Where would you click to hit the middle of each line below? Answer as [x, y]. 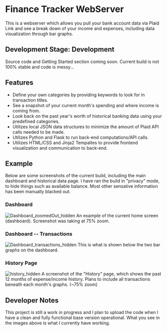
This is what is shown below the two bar [119, 244]
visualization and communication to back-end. [60, 148]
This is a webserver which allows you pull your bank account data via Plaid [82, 23]
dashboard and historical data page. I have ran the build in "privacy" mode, [82, 181]
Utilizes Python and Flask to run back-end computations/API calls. [80, 137]
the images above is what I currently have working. [58, 323]
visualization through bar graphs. [39, 34]
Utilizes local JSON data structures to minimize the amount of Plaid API [85, 127]
